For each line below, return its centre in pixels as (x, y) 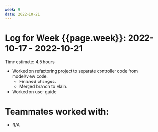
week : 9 (13, 9)
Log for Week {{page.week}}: (66, 38)
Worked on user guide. (35, 92)
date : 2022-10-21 (22, 14)
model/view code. (30, 76)
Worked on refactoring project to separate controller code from (75, 71)
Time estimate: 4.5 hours (30, 62)
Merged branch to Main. (43, 87)
